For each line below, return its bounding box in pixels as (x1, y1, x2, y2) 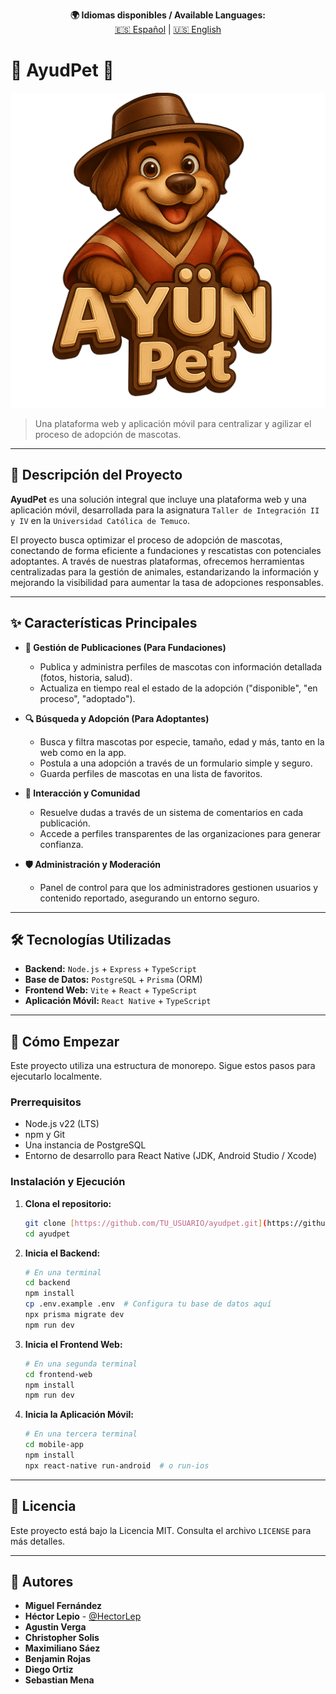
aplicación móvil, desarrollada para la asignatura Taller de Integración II (10, 504, 320, 516)
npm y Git (24, 1129, 66, 1141)
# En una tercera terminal (24, 1429, 138, 1439)
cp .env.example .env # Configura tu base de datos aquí (24, 1299, 272, 1309)
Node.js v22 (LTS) (24, 1118, 100, 1130)
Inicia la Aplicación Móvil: (24, 1409, 134, 1421)
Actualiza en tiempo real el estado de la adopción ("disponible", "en (39, 682, 318, 694)
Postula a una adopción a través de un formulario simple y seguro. (39, 757, 313, 769)
